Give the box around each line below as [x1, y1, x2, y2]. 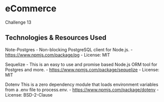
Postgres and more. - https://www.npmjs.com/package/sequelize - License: [5, 67, 160, 72]
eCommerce [5, 3, 57, 14]
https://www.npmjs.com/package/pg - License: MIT [5, 52, 110, 58]
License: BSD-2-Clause [5, 92, 53, 98]
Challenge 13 [5, 19, 32, 25]
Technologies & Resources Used [5, 34, 107, 42]
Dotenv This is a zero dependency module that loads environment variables [5, 81, 159, 87]
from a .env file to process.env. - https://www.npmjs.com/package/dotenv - [5, 87, 159, 93]
